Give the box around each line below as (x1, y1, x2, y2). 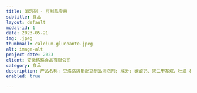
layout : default (6, 19, 46, 25)
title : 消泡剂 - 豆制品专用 (6, 8, 67, 15)
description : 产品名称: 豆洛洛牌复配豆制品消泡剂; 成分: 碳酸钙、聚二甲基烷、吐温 (6, 68, 187, 74)
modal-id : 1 (6, 24, 35, 31)
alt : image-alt (6, 46, 43, 52)
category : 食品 (6, 62, 42, 69)
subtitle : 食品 (6, 14, 42, 20)
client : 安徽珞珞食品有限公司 (6, 57, 72, 63)
